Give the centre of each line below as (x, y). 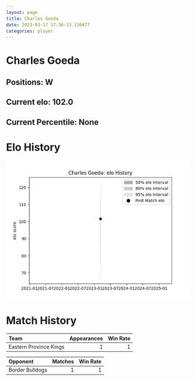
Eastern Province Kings (36, 347)
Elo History (33, 147)
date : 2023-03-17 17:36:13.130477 (48, 25)
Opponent (21, 362)
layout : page (22, 12)
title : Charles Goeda (32, 18)
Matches (63, 362)
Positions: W (30, 82)
